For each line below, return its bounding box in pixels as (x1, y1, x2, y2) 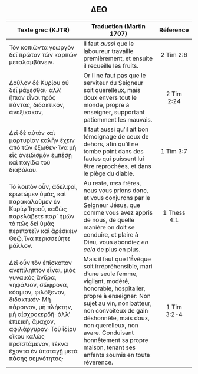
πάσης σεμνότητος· (9, 354, 64, 362)
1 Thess (163, 208, 186, 216)
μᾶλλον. (9, 241, 33, 250)
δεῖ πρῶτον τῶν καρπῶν (9, 50, 77, 58)
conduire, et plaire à (83, 230, 138, 238)
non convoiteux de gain (83, 306, 148, 314)
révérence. (83, 358, 114, 366)
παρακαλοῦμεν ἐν (9, 197, 61, 205)
